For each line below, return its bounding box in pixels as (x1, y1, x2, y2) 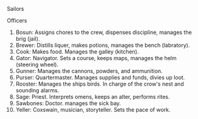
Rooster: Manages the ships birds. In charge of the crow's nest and (15, 80, 184, 87)
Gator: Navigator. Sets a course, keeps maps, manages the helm (15, 55, 177, 61)
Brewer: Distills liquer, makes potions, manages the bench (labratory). (15, 42, 190, 49)
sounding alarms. (15, 87, 60, 93)
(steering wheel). (15, 61, 59, 68)
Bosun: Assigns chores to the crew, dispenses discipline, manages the (15, 29, 192, 36)
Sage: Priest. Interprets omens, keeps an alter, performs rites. (15, 93, 170, 100)
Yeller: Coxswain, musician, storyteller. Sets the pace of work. (15, 106, 171, 113)
